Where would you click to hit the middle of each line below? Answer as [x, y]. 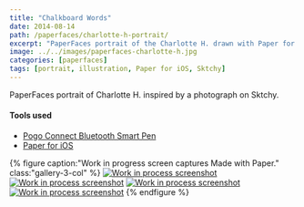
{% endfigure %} [157, 192]
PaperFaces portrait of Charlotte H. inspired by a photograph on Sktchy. [144, 94]
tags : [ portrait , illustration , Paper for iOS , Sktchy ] [117, 69]
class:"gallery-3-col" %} [55, 173]
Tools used [31, 116]
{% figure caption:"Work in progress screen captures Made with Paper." [144, 163]
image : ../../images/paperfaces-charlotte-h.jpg [103, 52]
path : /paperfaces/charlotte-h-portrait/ [89, 35]
